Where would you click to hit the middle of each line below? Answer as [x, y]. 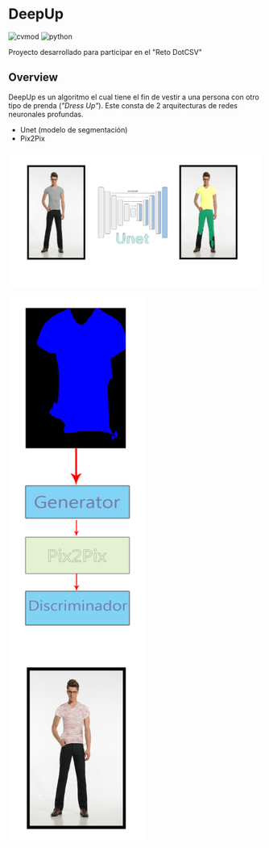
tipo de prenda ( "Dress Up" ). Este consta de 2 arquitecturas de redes [123, 105]
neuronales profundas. [46, 114]
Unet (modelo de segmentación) [74, 129]
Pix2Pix [33, 138]
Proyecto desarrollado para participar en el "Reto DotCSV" [106, 52]
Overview [33, 78]
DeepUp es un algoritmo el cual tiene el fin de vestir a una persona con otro [134, 97]
